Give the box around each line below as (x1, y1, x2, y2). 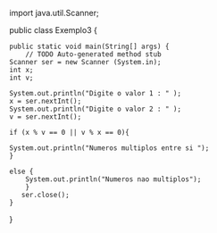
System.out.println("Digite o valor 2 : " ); (9, 104, 181, 113)
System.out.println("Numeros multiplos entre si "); (9, 144, 210, 153)
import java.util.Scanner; (9, 8, 100, 18)
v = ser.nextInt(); (9, 112, 82, 121)
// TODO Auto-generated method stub (25, 50, 163, 59)
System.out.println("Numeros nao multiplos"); (25, 175, 202, 184)
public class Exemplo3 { (9, 25, 98, 35)
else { (9, 167, 34, 176)
